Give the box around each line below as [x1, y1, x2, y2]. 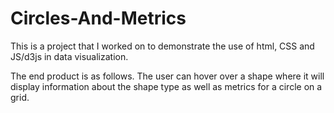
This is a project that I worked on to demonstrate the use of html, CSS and [10, 40, 315, 52]
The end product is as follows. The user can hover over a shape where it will [10, 70, 325, 82]
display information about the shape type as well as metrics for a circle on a [10, 80, 323, 92]
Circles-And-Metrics [10, 7, 187, 30]
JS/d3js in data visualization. [10, 50, 129, 62]
